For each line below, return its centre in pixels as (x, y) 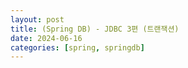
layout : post (37, 19)
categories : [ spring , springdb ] (77, 47)
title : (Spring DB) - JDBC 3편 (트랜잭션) (95, 29)
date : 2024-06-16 (46, 38)
